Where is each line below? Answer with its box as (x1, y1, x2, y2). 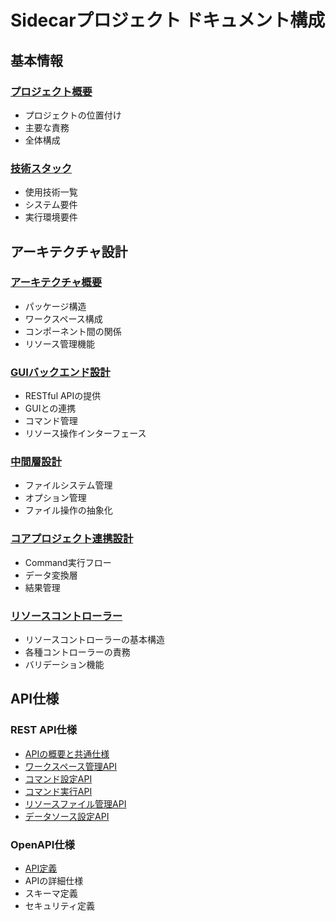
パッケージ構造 (24, 300, 87, 312)
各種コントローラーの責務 (24, 646, 131, 658)
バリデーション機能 (24, 659, 105, 671)
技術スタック (10, 161, 73, 175)
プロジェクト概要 (10, 84, 93, 98)
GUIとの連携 (24, 402, 77, 415)
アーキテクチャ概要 (10, 276, 103, 290)
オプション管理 (24, 492, 87, 504)
